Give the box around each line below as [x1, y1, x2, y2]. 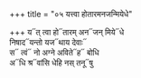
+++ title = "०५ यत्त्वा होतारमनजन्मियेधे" [9, 9, 133, 19]
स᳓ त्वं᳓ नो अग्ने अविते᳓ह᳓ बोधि [9, 47, 99, 58]
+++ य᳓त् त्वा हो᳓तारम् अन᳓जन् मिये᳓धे [9, 27, 125, 37]
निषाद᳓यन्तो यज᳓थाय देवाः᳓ [9, 37, 88, 47]
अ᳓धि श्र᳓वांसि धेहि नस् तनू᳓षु [9, 57, 93, 68]
